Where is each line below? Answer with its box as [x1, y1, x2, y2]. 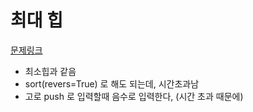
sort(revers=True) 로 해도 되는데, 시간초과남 [24, 77, 200, 90]
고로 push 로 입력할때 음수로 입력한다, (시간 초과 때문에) [24, 90, 244, 102]
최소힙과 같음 [24, 65, 77, 77]
